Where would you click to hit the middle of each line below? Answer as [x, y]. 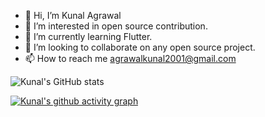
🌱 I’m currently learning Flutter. [88, 36]
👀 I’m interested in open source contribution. [116, 26]
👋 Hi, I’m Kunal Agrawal [73, 15]
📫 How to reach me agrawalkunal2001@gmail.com [130, 58]
